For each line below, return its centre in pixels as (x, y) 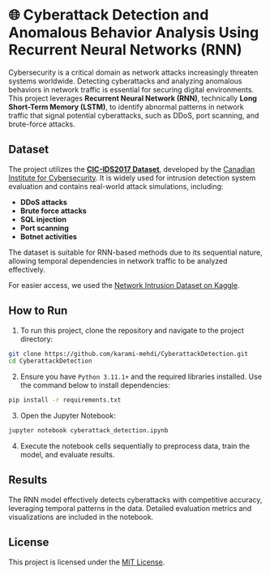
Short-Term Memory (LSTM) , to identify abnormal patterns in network (126, 106)
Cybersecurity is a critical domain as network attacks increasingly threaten (133, 72)
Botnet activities (48, 236)
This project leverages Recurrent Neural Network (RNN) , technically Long (133, 98)
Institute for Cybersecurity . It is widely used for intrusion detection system (132, 178)
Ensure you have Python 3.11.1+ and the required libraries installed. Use (141, 377)
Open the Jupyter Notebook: (68, 416)
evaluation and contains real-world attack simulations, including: (116, 186)
